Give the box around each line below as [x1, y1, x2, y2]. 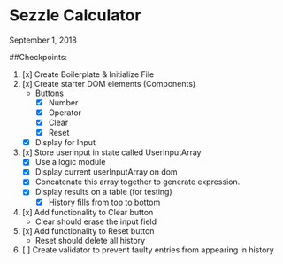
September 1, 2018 [9, 35, 77, 45]
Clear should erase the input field [34, 216, 157, 227]
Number [48, 97, 79, 107]
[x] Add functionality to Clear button [21, 206, 154, 217]
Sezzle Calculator [9, 5, 141, 26]
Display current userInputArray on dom [34, 167, 179, 177]
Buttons [34, 88, 65, 98]
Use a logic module [34, 157, 106, 167]
